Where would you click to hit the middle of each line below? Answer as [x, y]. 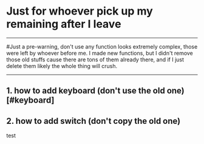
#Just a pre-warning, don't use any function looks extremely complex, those [102, 46]
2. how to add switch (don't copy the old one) [93, 121]
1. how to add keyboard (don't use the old [86, 91]
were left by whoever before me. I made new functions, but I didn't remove [100, 53]
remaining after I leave [64, 24]
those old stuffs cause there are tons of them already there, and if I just [95, 60]
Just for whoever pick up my [80, 11]
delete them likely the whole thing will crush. [62, 66]
